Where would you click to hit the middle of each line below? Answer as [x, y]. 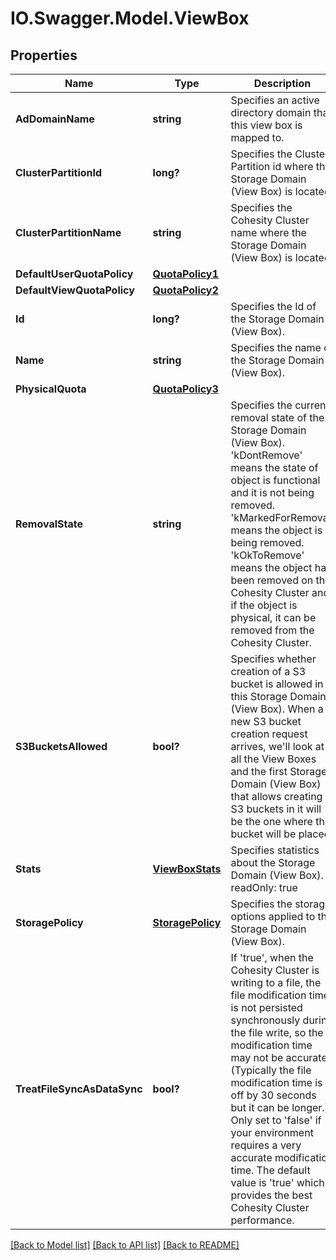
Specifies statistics [275, 850]
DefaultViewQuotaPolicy [75, 290]
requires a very [266, 1145]
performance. [262, 1220]
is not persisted [266, 1007]
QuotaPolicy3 [185, 389]
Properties [44, 55]
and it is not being [272, 492]
